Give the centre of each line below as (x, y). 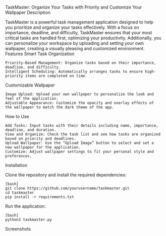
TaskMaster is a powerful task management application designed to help (79, 22)
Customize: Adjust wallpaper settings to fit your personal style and (80, 152)
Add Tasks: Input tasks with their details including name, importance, (82, 126)
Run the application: (26, 206)
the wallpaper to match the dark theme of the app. (59, 107)
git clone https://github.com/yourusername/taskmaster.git (67, 188)
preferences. (19, 156)
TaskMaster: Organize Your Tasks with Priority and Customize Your (74, 7)
